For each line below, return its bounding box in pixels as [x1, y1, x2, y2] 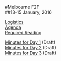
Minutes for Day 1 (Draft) [5, 39, 56, 45]
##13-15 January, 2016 [5, 9, 52, 15]
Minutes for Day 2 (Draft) [5, 45, 56, 50]
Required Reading [5, 30, 42, 35]
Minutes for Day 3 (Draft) [5, 50, 56, 56]
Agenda [5, 24, 21, 30]
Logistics [5, 19, 24, 25]
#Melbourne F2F [5, 4, 40, 10]
